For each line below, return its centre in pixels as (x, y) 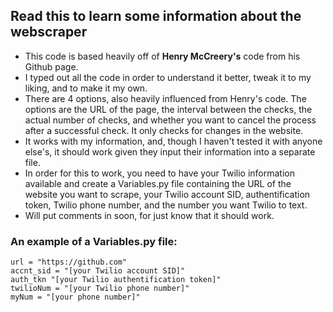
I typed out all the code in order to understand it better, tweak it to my (168, 77)
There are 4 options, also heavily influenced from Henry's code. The (165, 98)
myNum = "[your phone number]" (75, 297)
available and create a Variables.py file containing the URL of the (158, 183)
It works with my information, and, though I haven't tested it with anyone (173, 141)
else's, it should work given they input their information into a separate (170, 151)
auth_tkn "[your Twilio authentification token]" (116, 280)
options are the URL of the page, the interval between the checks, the (168, 109)
